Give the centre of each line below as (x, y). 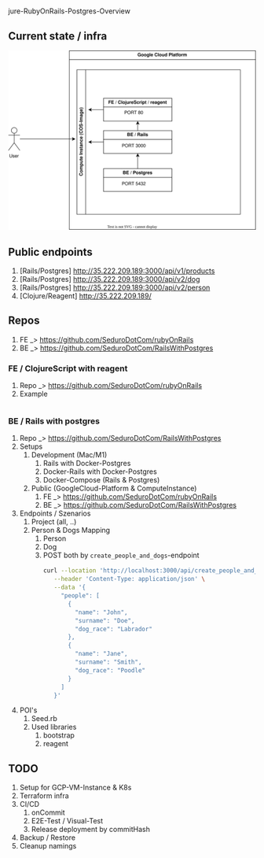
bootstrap (59, 735)
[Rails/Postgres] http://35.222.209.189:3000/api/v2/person (115, 288)
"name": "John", (101, 612)
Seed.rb (44, 719)
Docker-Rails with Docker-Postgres (100, 472)
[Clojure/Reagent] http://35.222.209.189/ (85, 296)
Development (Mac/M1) (69, 455)
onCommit (48, 812)
